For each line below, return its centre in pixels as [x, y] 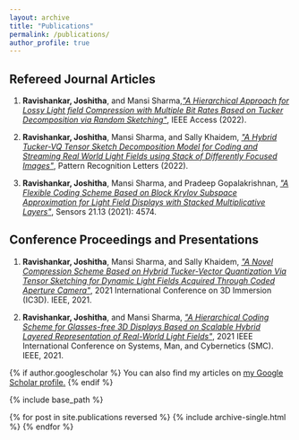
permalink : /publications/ [60, 34]
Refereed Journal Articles [82, 79]
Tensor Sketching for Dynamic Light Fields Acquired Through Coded [149, 280]
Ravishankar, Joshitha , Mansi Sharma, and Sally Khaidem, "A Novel [148, 261]
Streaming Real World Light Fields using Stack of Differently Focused [149, 156]
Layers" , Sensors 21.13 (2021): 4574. [89, 212]
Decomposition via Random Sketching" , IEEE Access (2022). [134, 120]
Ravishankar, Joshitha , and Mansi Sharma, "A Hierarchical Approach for [155, 101]
